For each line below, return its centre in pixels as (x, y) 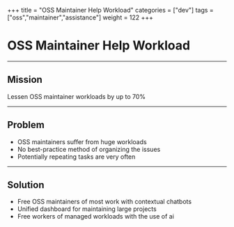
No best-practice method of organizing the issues (89, 149)
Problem (26, 125)
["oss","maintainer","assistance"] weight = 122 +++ (80, 17)
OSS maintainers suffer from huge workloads (82, 141)
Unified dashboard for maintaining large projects (87, 209)
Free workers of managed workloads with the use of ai (95, 217)
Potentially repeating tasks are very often (76, 157)
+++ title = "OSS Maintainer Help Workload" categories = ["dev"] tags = (110, 10)
